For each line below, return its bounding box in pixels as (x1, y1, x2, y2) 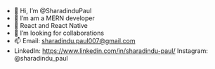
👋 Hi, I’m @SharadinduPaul (13, 7, 92, 15)
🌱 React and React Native (13, 22, 88, 29)
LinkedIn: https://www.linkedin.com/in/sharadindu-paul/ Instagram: (13, 47, 209, 55)
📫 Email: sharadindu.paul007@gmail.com (13, 37, 136, 45)
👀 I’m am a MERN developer (13, 14, 95, 22)
